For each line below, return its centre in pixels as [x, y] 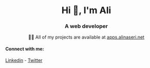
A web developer [86, 26]
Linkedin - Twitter [24, 60]
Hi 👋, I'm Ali [86, 10]
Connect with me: [25, 49]
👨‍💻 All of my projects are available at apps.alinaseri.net [86, 37]
